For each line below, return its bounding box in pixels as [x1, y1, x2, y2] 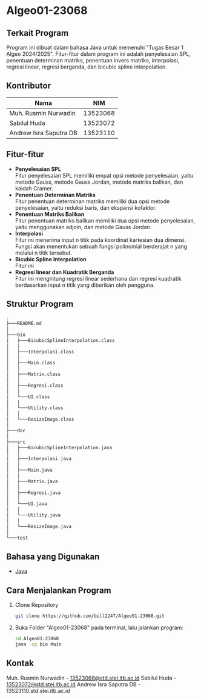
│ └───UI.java [6, 501, 47, 507]
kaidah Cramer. [15, 184, 53, 192]
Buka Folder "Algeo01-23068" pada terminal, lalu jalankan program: [15, 624, 183, 631]
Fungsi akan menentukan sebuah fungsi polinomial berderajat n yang [15, 242, 188, 250]
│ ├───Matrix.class [6, 371, 61, 378]
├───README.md [6, 321, 42, 327]
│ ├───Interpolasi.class [6, 349, 74, 355]
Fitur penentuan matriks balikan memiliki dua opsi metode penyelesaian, [15, 216, 196, 224]
